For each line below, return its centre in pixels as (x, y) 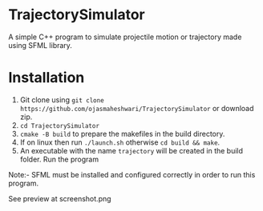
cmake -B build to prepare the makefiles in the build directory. (122, 133)
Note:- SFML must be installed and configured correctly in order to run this (132, 174)
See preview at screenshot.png (60, 198)
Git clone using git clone (62, 100)
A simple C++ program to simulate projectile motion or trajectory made (125, 37)
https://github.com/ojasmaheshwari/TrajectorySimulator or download (137, 108)
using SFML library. (40, 45)
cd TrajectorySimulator (60, 125)
